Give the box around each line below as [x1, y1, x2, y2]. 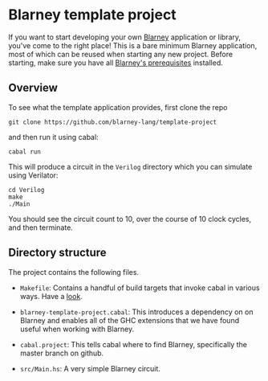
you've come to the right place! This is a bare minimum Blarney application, [8, 40, 258, 50]
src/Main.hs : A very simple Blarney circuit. [19, 363, 160, 373]
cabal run [8, 147, 42, 156]
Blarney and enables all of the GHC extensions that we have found [19, 315, 239, 325]
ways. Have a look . [19, 291, 83, 301]
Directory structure [8, 246, 107, 260]
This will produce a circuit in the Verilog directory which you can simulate [8, 162, 253, 171]
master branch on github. [19, 348, 104, 358]
